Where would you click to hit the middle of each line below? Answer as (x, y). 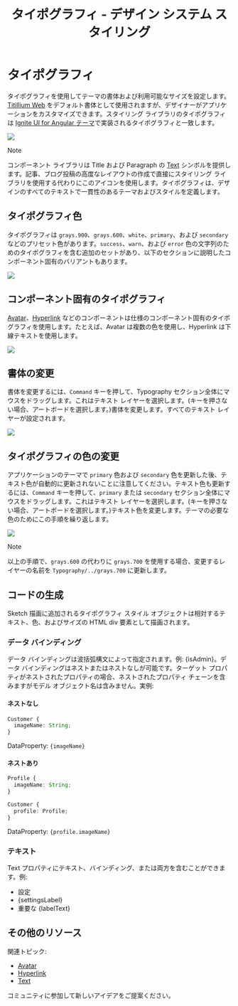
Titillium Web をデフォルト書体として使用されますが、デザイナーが (105, 105)
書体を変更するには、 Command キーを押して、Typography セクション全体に (115, 392)
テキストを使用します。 (47, 336)
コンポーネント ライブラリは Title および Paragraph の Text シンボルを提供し (119, 165)
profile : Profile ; (41, 811)
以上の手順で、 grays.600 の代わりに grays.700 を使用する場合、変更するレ (117, 562)
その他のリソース (44, 933)
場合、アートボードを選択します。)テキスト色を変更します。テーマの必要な (121, 510)
